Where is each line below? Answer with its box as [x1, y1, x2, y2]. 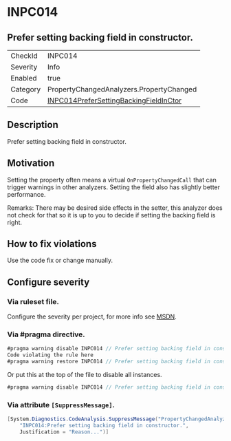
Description [7, 119, 58, 131]
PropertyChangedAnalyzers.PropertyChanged [47, 85, 197, 94]
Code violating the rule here [7, 352, 94, 358]
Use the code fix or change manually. [7, 256, 113, 265]
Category [10, 85, 41, 94]
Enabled [10, 74, 37, 83]
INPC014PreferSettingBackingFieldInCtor [47, 96, 182, 105]
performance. [7, 190, 46, 198]
